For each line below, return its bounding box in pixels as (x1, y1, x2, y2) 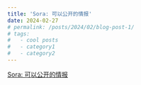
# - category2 (7, 50, 55, 57)
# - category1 (7, 43, 55, 50)
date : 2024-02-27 (7, 17, 59, 24)
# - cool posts (7, 37, 59, 44)
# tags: (7, 30, 30, 38)
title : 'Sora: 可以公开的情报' (7, 10, 92, 18)
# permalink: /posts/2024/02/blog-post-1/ (7, 23, 135, 30)
